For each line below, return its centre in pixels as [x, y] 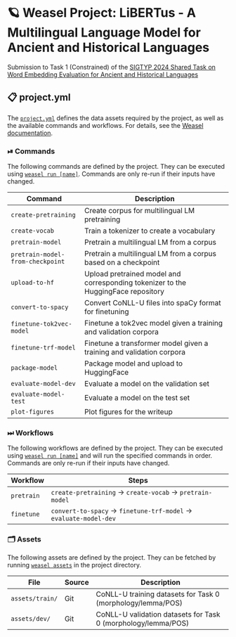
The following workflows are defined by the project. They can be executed [115, 448]
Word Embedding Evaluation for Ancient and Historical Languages [103, 75]
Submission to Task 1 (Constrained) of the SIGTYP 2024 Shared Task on [112, 67]
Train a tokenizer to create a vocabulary [150, 231]
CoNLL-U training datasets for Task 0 [158, 594]
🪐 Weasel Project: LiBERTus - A [102, 13]
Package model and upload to [133, 363]
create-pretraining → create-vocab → [114, 492]
